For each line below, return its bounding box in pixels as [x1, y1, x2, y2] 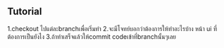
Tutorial [7, 6, 42, 18]
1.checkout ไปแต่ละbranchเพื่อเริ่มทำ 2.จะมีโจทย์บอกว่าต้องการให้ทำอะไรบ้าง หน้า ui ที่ [7, 24, 217, 32]
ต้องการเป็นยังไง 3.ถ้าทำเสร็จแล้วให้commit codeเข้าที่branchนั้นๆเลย [7, 32, 176, 41]
